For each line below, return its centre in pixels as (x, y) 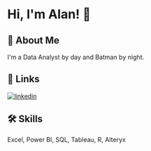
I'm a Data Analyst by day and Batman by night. (76, 57)
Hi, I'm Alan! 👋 (49, 14)
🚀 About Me (33, 40)
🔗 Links (24, 79)
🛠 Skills (25, 119)
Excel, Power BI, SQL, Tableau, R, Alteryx (67, 139)
